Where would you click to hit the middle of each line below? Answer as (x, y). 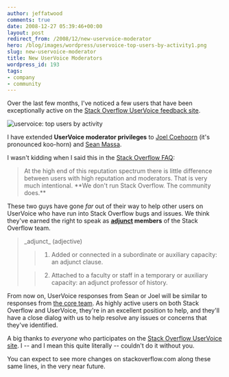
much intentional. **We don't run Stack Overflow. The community (117, 185)
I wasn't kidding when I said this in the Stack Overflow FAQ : (91, 158)
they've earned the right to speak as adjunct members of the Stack (103, 221)
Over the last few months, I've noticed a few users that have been (100, 103)
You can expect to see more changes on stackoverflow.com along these (109, 359)
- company (21, 77)
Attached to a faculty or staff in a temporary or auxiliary (130, 275)
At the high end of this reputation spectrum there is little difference (118, 171)
